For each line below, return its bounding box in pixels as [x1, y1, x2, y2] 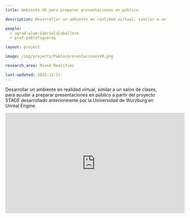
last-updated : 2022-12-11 [5, 72, 60, 77]
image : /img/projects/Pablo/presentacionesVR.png [5, 54, 114, 59]
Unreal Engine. [5, 103, 37, 109]
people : [5, 26, 22, 31]
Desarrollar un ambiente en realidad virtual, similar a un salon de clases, [5, 86, 157, 92]
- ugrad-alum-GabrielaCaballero [10, 31, 79, 36]
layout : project [5, 44, 40, 50]
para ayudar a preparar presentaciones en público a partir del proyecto [5, 91, 155, 98]
